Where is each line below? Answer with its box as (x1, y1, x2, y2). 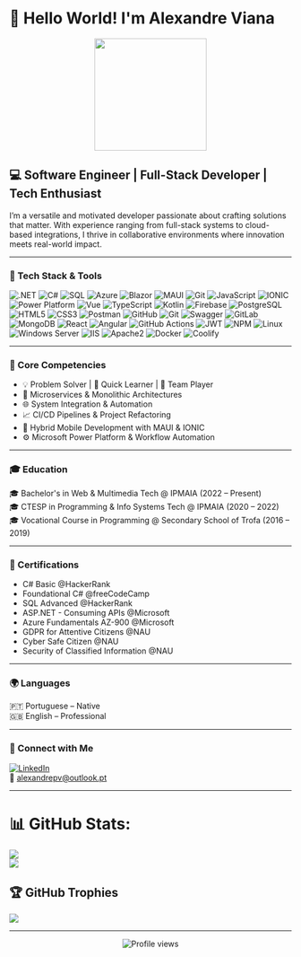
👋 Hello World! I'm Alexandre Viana (9, 8, 275, 29)
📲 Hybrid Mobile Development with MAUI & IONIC (21, 422, 205, 434)
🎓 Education (9, 463, 68, 476)
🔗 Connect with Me (9, 742, 94, 755)
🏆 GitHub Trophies (9, 884, 119, 900)
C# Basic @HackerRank (21, 578, 111, 589)
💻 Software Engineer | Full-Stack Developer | (9, 168, 268, 183)
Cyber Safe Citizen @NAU (21, 636, 119, 646)
